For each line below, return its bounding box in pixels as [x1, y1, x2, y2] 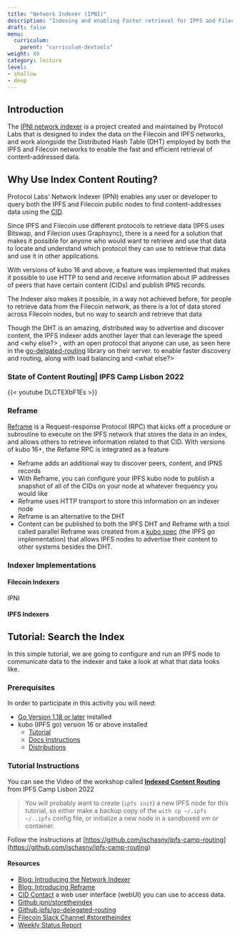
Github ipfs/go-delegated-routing [17, 905, 116, 914]
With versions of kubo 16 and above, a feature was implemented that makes [7, 266, 231, 274]
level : [7, 64, 27, 71]
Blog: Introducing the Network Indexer [17, 875, 131, 883]
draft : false [7, 24, 46, 31]
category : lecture [7, 57, 62, 64]
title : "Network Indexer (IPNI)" [7, 10, 107, 18]
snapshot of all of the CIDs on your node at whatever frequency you [17, 482, 218, 490]
